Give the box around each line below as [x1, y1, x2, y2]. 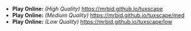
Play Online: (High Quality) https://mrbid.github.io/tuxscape [12, 5, 163, 12]
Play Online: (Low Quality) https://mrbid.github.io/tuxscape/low [12, 18, 173, 25]
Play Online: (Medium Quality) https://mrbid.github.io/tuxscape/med [12, 12, 185, 19]
